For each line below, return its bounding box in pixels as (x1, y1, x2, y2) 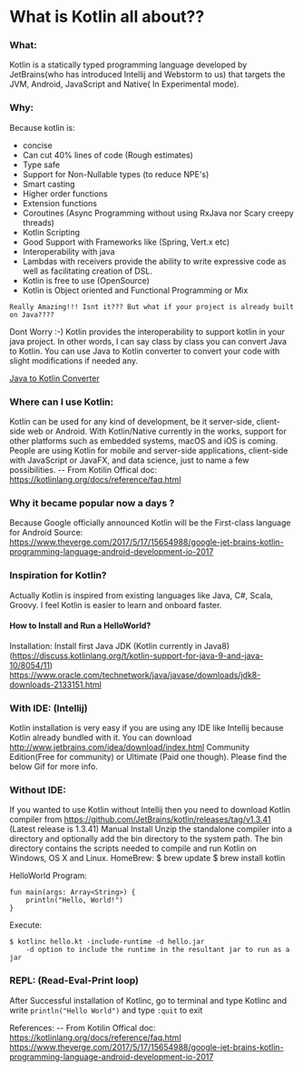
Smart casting (22, 178, 75, 189)
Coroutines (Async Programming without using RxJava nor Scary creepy (22, 207, 295, 218)
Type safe (22, 159, 61, 170)
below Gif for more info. (9, 761, 98, 772)
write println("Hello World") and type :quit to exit (9, 1005, 203, 1016)
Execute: (9, 920, 43, 931)
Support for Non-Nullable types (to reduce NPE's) (22, 168, 210, 179)
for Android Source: (9, 527, 83, 538)
